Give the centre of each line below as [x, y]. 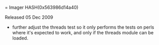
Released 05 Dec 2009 [29, 17]
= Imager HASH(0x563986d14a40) [42, 7]
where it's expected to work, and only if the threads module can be [83, 32]
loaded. [20, 38]
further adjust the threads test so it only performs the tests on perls [83, 27]
